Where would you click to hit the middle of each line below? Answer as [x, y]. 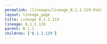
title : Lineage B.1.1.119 [32, 19]
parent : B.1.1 [20, 29]
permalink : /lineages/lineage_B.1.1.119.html [53, 10]
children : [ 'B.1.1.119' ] [31, 33]
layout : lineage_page [28, 15]
